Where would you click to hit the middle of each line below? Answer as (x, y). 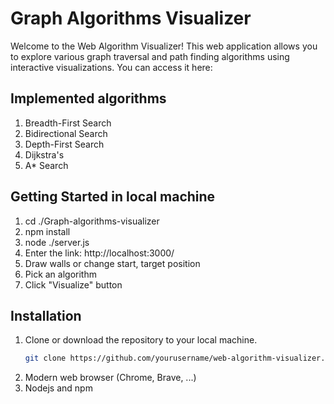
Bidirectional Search (66, 133)
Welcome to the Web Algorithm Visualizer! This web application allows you (164, 46)
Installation (46, 315)
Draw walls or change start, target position (112, 263)
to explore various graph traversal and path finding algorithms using (150, 56)
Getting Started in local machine (113, 197)
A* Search (46, 165)
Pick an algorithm (60, 274)
